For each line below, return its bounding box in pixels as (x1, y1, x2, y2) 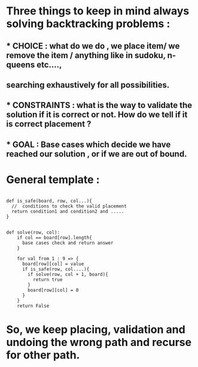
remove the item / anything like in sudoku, (6, 50, 166, 61)
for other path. (6, 348, 80, 362)
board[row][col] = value (22, 261, 84, 267)
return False (17, 303, 50, 309)
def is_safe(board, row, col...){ (6, 198, 93, 204)
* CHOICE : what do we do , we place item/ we (6, 41, 180, 51)
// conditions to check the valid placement (11, 203, 127, 209)
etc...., (36, 59, 62, 70)
